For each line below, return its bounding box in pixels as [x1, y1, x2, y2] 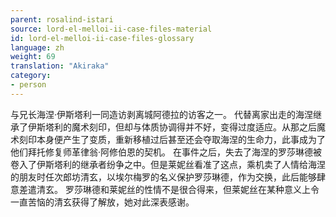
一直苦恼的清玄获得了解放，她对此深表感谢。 [10, 196, 195, 208]
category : [10, 71, 52, 81]
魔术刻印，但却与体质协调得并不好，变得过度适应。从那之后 [71, 121, 317, 133]
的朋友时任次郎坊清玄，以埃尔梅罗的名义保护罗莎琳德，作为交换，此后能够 [10, 171, 317, 183]
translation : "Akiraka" [10, 61, 110, 71]
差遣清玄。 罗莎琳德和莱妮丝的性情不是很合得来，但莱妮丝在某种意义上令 [18, 183, 320, 195]
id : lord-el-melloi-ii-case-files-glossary [10, 33, 195, 43]
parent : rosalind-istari [10, 14, 114, 25]
